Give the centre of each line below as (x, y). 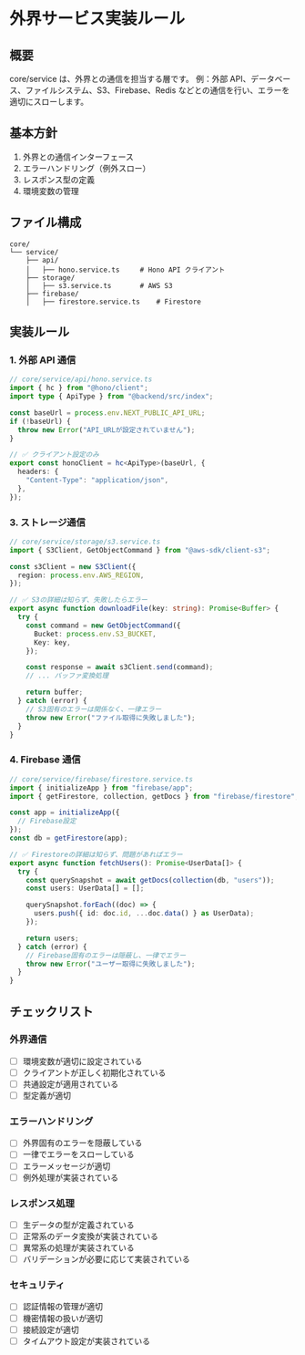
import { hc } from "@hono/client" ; (79, 388)
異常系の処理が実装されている (78, 1248)
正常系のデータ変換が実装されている (91, 1236)
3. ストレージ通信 (48, 522)
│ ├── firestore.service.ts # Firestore (114, 302)
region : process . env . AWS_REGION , (81, 575)
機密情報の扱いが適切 (62, 1318)
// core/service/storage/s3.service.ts (85, 542)
